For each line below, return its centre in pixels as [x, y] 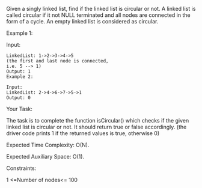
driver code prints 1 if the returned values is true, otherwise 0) [83, 133]
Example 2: [20, 77]
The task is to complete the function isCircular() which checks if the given [98, 120]
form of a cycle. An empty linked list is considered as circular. [82, 21]
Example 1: [20, 33]
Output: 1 [19, 71]
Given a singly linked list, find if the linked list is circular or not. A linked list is [101, 9]
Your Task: [20, 109]
